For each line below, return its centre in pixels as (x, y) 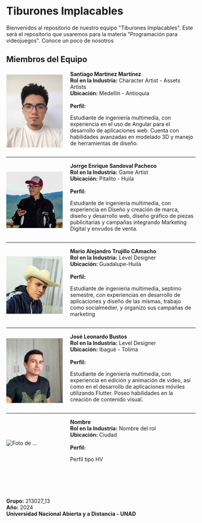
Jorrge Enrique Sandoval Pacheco (114, 166)
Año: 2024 (20, 507)
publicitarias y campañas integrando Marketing (128, 222)
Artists (78, 87)
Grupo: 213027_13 (28, 501)
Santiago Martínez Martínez (106, 74)
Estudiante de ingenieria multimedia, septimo (126, 288)
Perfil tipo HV (87, 459)
